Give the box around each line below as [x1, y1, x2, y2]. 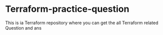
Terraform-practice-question [5, 3, 129, 15]
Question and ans [5, 25, 42, 31]
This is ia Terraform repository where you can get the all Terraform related [5, 20, 159, 26]
